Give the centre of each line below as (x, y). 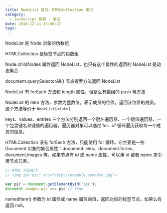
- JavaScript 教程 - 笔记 (35, 19)
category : (15, 14)
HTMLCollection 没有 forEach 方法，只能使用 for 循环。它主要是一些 (75, 142)
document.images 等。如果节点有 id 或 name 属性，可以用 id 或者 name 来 (82, 155)
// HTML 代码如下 (22, 171)
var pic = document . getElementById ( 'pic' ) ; (51, 184)
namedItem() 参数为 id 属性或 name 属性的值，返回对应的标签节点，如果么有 (83, 199)
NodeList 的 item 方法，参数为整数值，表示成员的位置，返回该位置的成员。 (82, 102)
